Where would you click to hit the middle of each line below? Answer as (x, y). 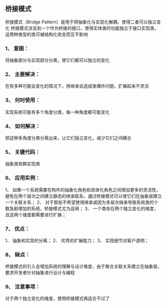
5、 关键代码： (23, 152)
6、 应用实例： (23, 178)
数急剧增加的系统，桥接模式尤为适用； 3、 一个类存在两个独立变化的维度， (82, 208)
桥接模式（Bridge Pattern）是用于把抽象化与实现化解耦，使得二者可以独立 (81, 22)
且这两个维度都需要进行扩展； (36, 214)
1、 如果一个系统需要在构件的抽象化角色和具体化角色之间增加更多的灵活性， (83, 190)
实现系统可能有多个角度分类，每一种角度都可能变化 (57, 112)
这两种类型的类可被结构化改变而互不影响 (46, 34)
